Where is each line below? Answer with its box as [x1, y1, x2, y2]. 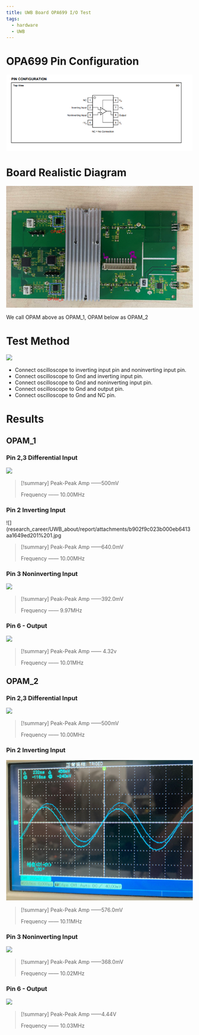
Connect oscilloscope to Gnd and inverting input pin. [14, 372, 143, 379]
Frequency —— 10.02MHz [20, 970, 85, 977]
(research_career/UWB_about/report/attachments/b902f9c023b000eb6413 [6, 526, 191, 533]
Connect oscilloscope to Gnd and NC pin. [14, 391, 117, 398]
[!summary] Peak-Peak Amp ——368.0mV [20, 958, 124, 966]
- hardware [11, 22, 38, 28]
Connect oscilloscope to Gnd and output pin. [14, 385, 124, 392]
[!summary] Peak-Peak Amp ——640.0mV [20, 543, 124, 550]
